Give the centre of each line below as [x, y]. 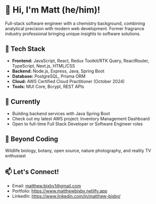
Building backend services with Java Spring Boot [61, 113]
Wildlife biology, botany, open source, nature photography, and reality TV [78, 151]
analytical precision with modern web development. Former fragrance [75, 28]
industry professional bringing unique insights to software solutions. [73, 34]
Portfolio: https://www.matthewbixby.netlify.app [60, 191]
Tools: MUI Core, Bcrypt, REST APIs [48, 86]
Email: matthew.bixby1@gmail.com [47, 186]
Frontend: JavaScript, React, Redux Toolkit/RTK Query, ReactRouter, [80, 61]
